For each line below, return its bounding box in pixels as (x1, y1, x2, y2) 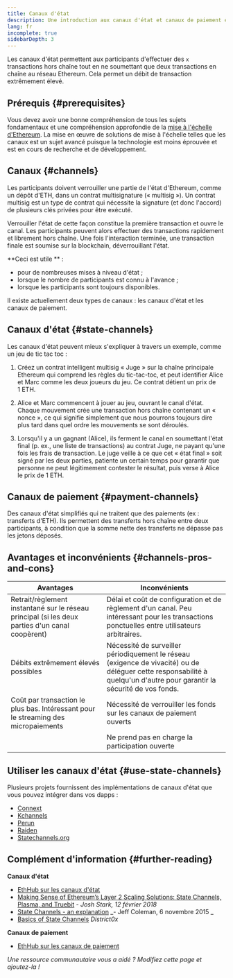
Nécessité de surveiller (106, 641, 182, 651)
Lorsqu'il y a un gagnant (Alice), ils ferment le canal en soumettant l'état (17, 434, 223, 443)
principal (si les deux (10, 612, 78, 621)
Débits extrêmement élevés (10, 658, 101, 668)
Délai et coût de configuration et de (106, 594, 222, 604)
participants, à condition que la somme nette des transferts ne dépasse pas (7, 524, 223, 533)
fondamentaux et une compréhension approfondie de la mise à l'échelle (7, 123, 213, 131)
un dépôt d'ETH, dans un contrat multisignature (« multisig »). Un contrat (7, 191, 216, 199)
